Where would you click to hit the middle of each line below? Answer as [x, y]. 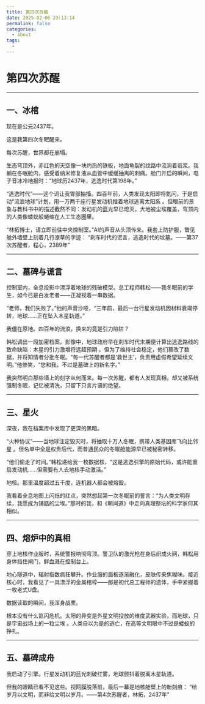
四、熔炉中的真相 [38, 538]
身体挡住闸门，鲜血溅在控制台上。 [49, 561]
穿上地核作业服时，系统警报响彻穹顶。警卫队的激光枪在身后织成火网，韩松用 [103, 554]
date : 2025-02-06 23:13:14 [41, 18]
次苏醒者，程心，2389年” [38, 245]
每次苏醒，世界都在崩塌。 [38, 152]
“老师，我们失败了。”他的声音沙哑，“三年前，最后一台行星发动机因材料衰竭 [99, 308]
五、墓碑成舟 [31, 658]
